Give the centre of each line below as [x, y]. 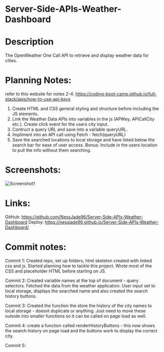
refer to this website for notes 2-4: [40, 94]
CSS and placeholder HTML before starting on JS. [56, 271]
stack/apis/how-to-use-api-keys [38, 99]
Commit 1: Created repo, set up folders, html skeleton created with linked [79, 260]
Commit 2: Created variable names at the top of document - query [72, 281]
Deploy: [36, 222]
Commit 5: [15, 345]
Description [29, 42]
